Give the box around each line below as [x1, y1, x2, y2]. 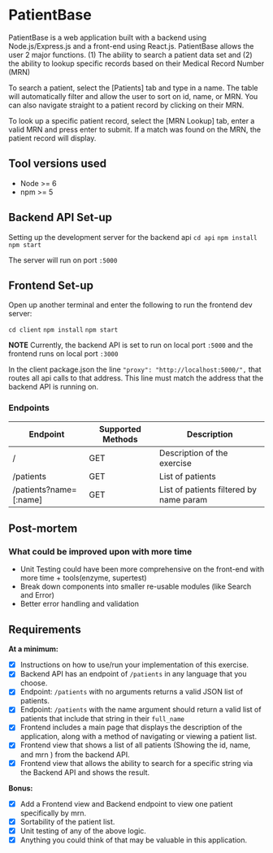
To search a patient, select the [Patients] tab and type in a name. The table [8, 83, 258, 93]
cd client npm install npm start [8, 326, 119, 334]
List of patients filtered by [159, 484, 258, 495]
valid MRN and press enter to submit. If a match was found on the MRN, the [8, 124, 262, 134]
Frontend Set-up [8, 278, 93, 292]
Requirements [8, 622, 81, 636]
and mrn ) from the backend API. [19, 750, 130, 759]
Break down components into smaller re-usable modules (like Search [19, 581, 252, 591]
